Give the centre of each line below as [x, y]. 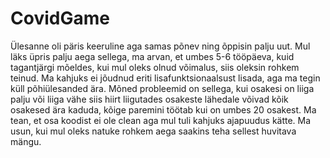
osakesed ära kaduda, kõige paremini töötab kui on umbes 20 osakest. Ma [163, 109]
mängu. [26, 141]
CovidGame [60, 18]
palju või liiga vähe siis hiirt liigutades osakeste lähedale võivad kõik [149, 99]
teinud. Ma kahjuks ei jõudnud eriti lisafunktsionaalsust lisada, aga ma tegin [165, 78]
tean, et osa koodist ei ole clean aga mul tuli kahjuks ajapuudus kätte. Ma [161, 120]
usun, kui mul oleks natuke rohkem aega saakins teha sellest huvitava [153, 131]
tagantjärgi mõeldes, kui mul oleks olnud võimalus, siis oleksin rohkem [155, 67]
